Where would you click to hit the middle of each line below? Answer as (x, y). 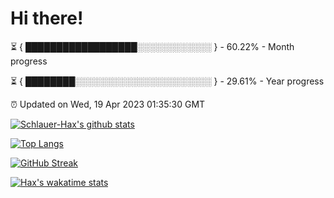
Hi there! (47, 18)
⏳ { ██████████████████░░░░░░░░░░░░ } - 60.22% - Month (152, 46)
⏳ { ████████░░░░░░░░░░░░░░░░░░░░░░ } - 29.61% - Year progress (167, 81)
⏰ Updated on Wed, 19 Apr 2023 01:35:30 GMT (108, 104)
